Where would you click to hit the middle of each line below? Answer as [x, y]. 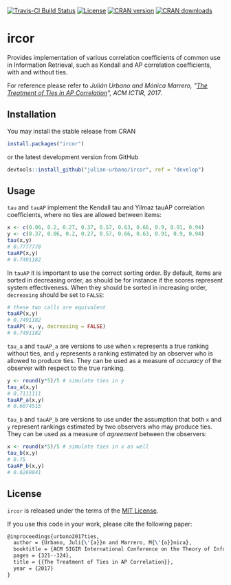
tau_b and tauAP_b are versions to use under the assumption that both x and [114, 420]
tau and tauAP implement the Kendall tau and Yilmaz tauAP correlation [106, 207]
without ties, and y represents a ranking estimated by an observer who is [110, 353]
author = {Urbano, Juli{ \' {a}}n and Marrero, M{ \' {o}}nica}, [103, 543]
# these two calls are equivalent [57, 307]
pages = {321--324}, [43, 556]
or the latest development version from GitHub [73, 157]
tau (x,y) [20, 240]
